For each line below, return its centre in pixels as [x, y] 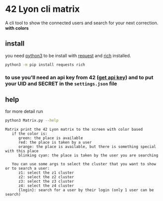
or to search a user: [27, 169]
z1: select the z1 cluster [46, 173]
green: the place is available [51, 138]
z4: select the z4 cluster [46, 186]
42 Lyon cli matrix [43, 9]
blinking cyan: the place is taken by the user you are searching [88, 155]
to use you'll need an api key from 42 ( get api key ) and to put [79, 77]
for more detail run [24, 111]
